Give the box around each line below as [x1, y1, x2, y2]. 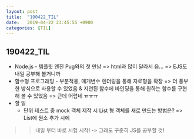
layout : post [6, 8, 38, 15]
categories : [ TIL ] [6, 25, 51, 31]
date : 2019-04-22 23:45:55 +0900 [6, 19, 93, 25]
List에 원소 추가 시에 [23, 114, 70, 121]
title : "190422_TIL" [6, 14, 59, 20]
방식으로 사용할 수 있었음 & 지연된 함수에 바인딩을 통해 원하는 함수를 [21, 85, 176, 92]
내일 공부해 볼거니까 [14, 70, 61, 77]
